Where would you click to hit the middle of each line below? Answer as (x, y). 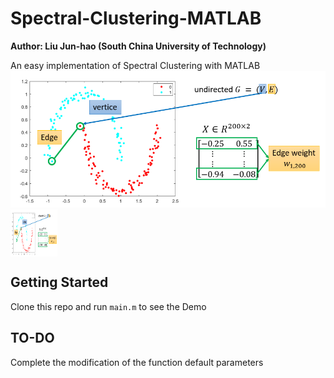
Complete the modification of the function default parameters (137, 362)
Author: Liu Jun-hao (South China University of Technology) (138, 46)
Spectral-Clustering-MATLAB (136, 18)
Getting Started (59, 282)
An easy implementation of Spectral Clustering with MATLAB (135, 65)
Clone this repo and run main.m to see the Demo (108, 306)
